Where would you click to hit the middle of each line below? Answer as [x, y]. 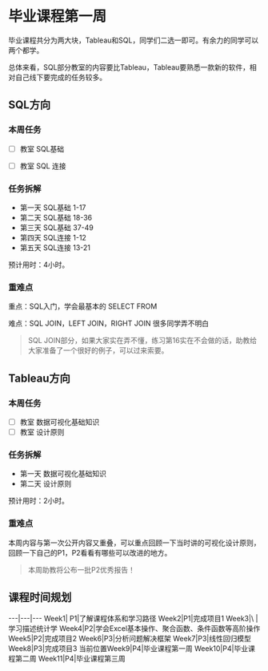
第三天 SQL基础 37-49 [57, 228]
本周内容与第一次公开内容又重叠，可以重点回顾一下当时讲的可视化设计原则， [134, 543]
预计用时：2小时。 [39, 501]
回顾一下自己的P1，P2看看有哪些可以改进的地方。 [90, 552]
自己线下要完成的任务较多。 [60, 77]
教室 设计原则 [42, 432]
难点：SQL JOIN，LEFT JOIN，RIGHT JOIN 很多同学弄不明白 [109, 323]
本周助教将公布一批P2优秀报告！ [82, 569]
